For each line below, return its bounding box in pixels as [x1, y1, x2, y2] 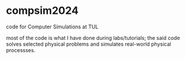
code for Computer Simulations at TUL [6, 23, 99, 30]
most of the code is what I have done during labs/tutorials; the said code [6, 34, 180, 41]
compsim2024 [6, 4, 79, 17]
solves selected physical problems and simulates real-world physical [6, 40, 171, 47]
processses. [6, 46, 36, 53]
